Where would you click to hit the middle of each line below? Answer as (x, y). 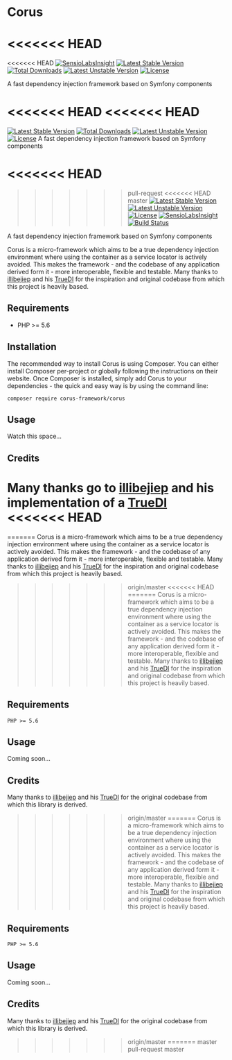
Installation (32, 347)
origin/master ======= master (172, 1041)
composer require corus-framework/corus (66, 398)
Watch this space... (35, 436)
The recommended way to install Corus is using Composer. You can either (113, 363)
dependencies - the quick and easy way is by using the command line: (108, 385)
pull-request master (156, 1049)
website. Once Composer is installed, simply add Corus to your (97, 378)
